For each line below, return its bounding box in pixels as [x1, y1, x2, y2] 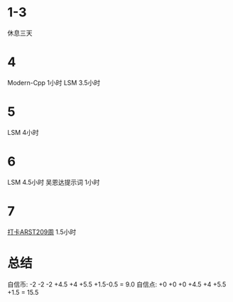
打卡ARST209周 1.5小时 [7, 227, 77, 236]
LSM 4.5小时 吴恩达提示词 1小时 [7, 178, 100, 186]
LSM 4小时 [7, 128, 39, 136]
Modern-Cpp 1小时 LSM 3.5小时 [7, 78, 101, 87]
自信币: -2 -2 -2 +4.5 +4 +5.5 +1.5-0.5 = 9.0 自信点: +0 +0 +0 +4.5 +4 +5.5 [7, 280, 227, 288]
